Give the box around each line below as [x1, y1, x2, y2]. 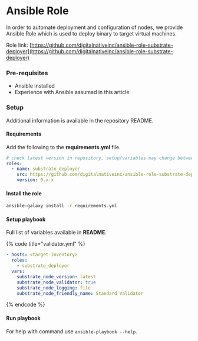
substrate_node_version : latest [16, 274, 96, 279]
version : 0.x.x [16, 177, 54, 183]
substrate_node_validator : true [16, 279, 96, 285]
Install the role [6, 189, 42, 197]
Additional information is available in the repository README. [6, 117, 154, 124]
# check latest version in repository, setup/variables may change [6, 155, 176, 161]
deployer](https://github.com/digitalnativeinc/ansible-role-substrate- [6, 47, 173, 54]
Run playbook [6, 314, 41, 321]
